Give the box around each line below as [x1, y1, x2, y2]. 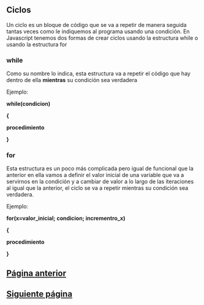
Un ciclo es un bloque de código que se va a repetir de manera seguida [6, 21, 187, 28]
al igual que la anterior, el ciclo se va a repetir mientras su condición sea [6, 184, 189, 192]
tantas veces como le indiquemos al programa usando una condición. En [6, 28, 190, 35]
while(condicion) [6, 100, 51, 108]
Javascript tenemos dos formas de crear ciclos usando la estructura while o [6, 34, 198, 42]
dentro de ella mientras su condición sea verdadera [6, 77, 138, 84]
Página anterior [6, 268, 66, 278]
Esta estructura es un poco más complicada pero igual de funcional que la [6, 165, 194, 172]
